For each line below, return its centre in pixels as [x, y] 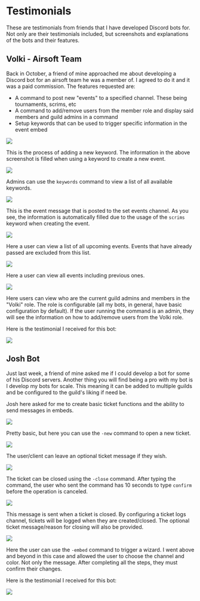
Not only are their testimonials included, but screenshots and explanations [97, 33]
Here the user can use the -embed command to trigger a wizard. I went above [100, 550]
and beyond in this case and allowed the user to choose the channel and [95, 556]
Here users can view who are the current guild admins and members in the [98, 298]
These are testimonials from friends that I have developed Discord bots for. [98, 28]
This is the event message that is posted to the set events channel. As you [98, 210]
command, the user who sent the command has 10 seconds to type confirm [99, 485]
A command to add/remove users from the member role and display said [104, 110]
